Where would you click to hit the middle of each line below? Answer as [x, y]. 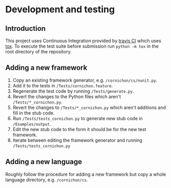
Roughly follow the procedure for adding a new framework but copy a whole [86, 174]
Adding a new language [44, 162]
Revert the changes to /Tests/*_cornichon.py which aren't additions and [89, 107]
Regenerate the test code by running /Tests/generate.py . [73, 91]
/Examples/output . [32, 124]
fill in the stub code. [34, 113]
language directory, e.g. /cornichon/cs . [47, 180]
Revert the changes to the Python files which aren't [67, 97]
